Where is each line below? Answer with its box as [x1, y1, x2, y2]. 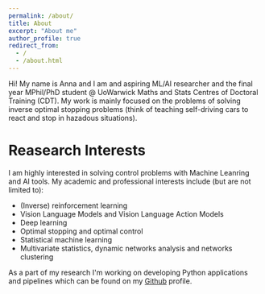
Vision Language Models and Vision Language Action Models [19, 209, 224, 218]
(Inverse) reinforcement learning [19, 201, 128, 210]
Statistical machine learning [19, 234, 113, 244]
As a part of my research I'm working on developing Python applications [8, 267, 248, 277]
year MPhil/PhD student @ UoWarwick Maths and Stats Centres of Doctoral [8, 87, 259, 97]
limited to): [8, 184, 44, 194]
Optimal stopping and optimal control [19, 226, 143, 236]
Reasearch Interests [8, 142, 147, 159]
